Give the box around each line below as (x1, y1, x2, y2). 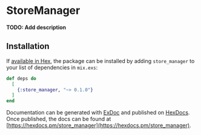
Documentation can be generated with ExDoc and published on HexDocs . (6, 109, 190, 116)
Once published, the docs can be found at (6, 116, 111, 123)
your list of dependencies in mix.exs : (6, 64, 98, 71)
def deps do (6, 75, 36, 82)
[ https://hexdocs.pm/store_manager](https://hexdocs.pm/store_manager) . (6, 122, 192, 129)
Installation (6, 41, 50, 51)
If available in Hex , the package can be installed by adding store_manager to (6, 57, 195, 64)
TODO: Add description (6, 24, 67, 31)
